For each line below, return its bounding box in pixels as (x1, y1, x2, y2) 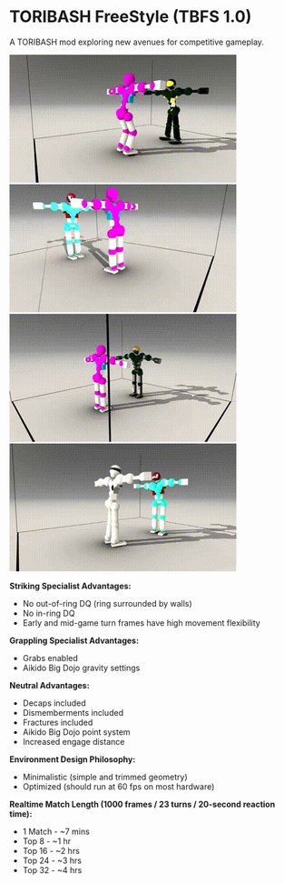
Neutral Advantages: (9, 679, 90, 690)
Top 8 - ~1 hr (22, 835, 72, 847)
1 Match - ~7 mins (22, 826, 91, 837)
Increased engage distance (22, 736, 125, 747)
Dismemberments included (22, 707, 124, 718)
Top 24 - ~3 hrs (22, 855, 82, 866)
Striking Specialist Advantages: (9, 580, 132, 591)
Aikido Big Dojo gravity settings (22, 662, 141, 673)
